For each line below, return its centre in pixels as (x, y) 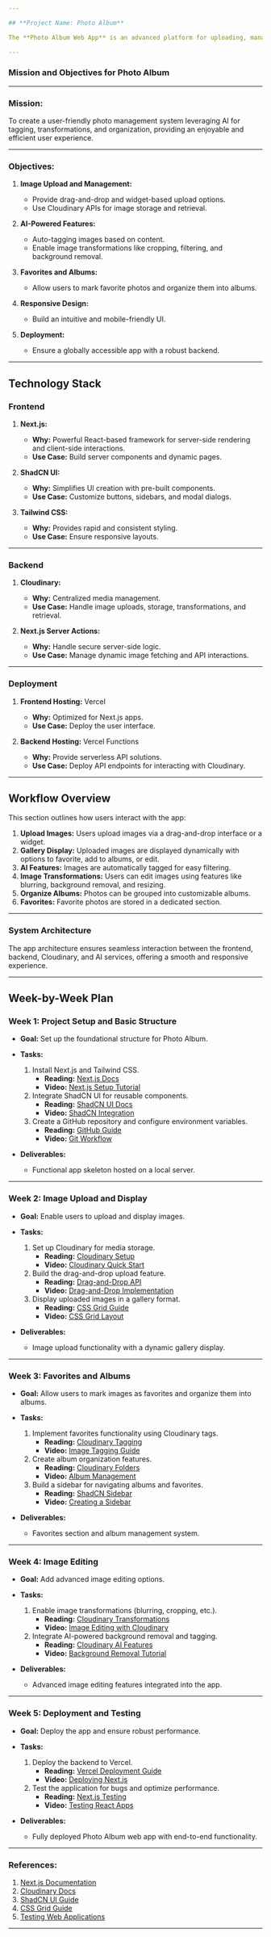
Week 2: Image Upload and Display (78, 1198)
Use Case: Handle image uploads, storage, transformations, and (139, 607)
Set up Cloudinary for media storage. (94, 1247)
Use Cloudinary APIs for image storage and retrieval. (119, 208)
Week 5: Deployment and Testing (75, 1713)
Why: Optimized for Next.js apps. (88, 717)
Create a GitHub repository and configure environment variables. (140, 1122)
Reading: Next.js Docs (81, 1079)
